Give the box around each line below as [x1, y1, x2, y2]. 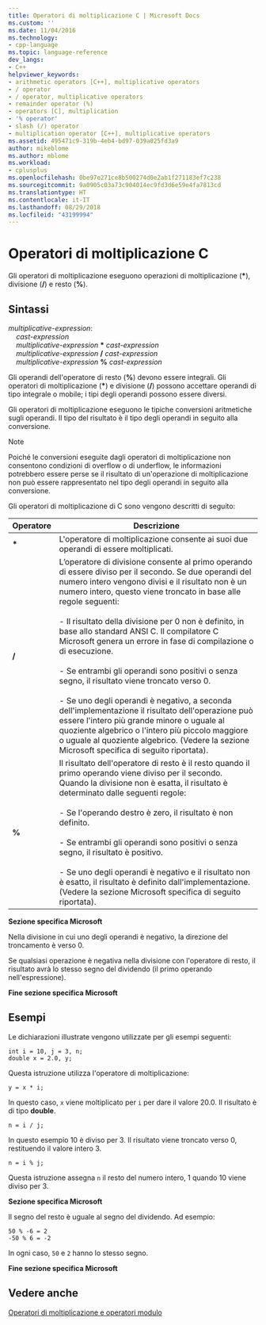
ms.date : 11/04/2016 [8, 26, 77, 34]
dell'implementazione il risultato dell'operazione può [59, 705, 253, 716]
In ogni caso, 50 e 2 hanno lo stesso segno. [8, 1248, 149, 1258]
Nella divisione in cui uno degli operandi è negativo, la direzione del [8, 932, 228, 941]
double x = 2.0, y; [8, 1054, 73, 1063]
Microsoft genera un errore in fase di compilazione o [59, 636, 254, 646]
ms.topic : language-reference [8, 48, 108, 56]
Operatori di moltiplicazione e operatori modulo [8, 1308, 162, 1317]
